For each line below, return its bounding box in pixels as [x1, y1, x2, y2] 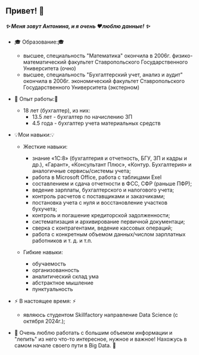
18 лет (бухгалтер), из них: [23, 107, 91, 114]
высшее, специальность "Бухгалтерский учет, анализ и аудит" [23, 71, 183, 78]
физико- [172, 52, 193, 60]
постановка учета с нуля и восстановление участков [32, 199, 168, 206]
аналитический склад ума [32, 273, 99, 280]
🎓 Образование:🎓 [14, 38, 64, 45]
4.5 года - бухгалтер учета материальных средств [32, 120, 161, 127]
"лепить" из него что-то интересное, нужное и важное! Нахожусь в [14, 335, 187, 343]
